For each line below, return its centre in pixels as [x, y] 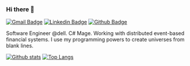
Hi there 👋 [20, 9]
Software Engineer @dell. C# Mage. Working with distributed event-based [95, 33]
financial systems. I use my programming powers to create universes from [96, 40]
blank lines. [20, 46]
